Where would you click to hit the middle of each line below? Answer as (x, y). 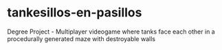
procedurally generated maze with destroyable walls (81, 38)
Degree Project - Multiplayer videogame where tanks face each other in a (111, 32)
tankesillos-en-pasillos (75, 13)
